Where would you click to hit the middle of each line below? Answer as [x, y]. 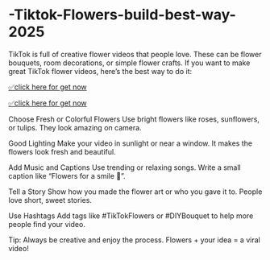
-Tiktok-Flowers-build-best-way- [122, 15]
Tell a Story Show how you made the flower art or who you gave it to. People [135, 192]
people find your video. [47, 224]
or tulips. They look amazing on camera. [75, 127]
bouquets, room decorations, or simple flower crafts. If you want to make [129, 63]
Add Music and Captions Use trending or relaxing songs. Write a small [125, 167]
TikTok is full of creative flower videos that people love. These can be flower [135, 54]
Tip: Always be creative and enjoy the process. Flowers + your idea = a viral [134, 240]
